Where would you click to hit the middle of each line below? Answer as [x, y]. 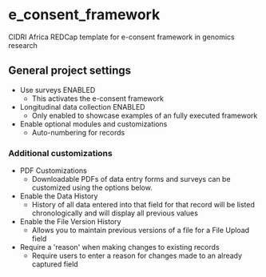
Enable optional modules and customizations [93, 124]
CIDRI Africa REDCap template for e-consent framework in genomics [121, 37]
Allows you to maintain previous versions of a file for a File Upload [141, 231]
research [23, 45]
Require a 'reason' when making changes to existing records [119, 247]
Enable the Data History [59, 196]
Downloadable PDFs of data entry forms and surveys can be [131, 179]
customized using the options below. [92, 188]
